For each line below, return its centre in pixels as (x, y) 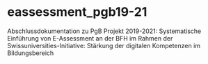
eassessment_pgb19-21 (77, 12)
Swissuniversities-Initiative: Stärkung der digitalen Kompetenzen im (104, 45)
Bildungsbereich (31, 53)
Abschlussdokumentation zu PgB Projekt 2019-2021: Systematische (104, 31)
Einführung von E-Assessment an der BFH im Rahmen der (90, 38)
